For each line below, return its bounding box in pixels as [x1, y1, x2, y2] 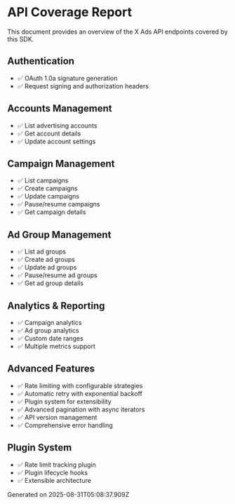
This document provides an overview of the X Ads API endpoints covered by [7, 27, 228, 36]
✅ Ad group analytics [17, 326, 79, 334]
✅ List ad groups [17, 247, 67, 256]
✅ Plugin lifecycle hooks [17, 468, 88, 477]
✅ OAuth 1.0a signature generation [17, 74, 118, 82]
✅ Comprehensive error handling [17, 420, 114, 429]
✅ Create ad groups [17, 256, 76, 264]
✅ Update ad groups [17, 263, 77, 272]
